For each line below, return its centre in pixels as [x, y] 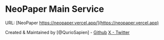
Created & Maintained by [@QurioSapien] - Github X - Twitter [67, 32]
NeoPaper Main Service [55, 9]
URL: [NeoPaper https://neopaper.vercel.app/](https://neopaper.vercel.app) [82, 23]
